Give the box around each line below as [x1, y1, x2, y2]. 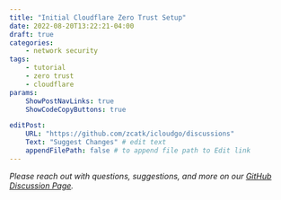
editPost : [9, 121, 47, 130]
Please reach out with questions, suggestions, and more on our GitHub [9, 170, 272, 181]
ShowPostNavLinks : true [25, 96, 115, 106]
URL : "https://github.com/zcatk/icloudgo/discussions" [25, 129, 235, 139]
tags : [9, 55, 30, 64]
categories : [9, 38, 54, 48]
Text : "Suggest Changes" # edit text [25, 138, 167, 147]
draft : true [9, 30, 54, 39]
